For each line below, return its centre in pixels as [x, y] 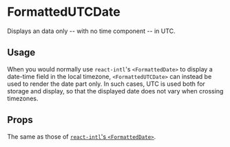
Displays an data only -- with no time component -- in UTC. [91, 31]
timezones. [23, 98]
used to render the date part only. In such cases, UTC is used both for [106, 84]
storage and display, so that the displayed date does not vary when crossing [115, 91]
